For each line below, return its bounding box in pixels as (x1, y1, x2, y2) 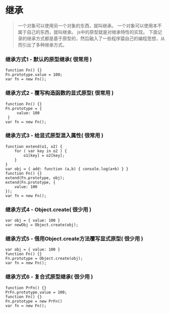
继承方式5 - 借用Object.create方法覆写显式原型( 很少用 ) (5, 235, 144, 242)
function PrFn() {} (5, 285, 47, 290)
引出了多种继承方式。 (22, 41, 67, 48)
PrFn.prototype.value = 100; (5, 289, 67, 295)
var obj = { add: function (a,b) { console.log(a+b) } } (5, 166, 129, 171)
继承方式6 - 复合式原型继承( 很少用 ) (5, 273, 93, 280)
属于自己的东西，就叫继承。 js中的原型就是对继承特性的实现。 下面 (17, 29, 158, 35)
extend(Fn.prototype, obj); (5, 175, 65, 181)
